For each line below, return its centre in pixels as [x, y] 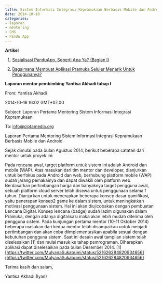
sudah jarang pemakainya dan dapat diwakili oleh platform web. [68, 180]
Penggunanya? [27, 74]
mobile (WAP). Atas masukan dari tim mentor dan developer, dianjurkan [76, 170]
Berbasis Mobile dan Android [34, 141]
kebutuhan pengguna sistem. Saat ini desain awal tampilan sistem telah [76, 237]
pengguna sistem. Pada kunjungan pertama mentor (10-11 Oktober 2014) [77, 221]
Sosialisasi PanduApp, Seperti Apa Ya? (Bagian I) [61, 60]
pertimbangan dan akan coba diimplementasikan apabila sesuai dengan [76, 232]
